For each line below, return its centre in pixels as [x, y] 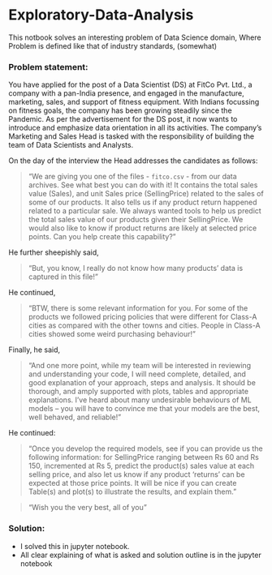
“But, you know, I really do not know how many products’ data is [136, 268]
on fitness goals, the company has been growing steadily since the [121, 110]
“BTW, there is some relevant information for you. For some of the [138, 308]
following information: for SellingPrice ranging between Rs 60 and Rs [144, 457]
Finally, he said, [35, 350]
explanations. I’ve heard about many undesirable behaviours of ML [140, 400]
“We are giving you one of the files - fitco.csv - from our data [132, 177]
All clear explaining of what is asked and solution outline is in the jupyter [140, 555]
